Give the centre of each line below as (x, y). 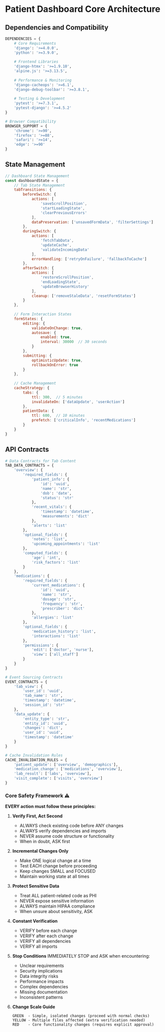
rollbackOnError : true (55, 365)
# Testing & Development (40, 99)
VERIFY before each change (48, 931)
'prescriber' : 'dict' (62, 608)
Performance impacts (42, 981)
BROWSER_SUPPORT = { (26, 126)
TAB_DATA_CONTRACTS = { (30, 465)
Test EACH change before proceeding (58, 866)
